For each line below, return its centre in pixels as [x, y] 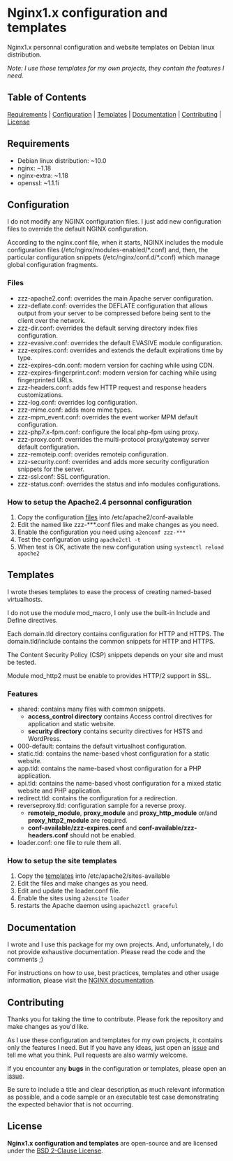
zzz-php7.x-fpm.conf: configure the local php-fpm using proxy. [108, 432]
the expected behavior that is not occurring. [70, 1104]
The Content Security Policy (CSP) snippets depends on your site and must [115, 654]
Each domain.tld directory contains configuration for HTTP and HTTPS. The [116, 633]
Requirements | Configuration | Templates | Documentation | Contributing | [114, 114]
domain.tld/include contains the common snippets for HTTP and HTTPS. [111, 641]
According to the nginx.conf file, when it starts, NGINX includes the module [115, 243]
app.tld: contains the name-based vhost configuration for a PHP [109, 769]
